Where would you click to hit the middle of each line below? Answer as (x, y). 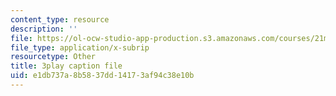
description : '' (44, 29)
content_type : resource (60, 19)
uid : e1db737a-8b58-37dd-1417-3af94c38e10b (102, 76)
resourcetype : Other (53, 57)
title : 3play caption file (66, 66)
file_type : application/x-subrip (80, 47)
